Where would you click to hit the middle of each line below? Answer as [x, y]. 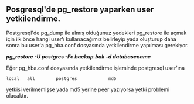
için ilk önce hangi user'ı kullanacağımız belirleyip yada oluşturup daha [91, 39]
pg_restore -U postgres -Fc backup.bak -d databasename [79, 56]
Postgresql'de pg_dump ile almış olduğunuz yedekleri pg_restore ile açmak [96, 33]
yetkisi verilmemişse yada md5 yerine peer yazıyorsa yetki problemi [88, 89]
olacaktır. [17, 95]
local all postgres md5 [61, 78]
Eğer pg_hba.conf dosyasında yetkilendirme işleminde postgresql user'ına [96, 68]
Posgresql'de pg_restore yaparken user [80, 10]
